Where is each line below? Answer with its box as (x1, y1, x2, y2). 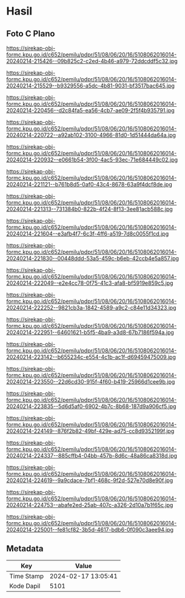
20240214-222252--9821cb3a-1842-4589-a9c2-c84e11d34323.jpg (6, 304, 177, 311)
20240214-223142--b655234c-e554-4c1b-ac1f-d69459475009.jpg (6, 353, 176, 361)
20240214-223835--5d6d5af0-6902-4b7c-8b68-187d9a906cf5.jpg (6, 403, 177, 410)
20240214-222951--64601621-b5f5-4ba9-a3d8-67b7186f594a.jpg (6, 329, 174, 336)
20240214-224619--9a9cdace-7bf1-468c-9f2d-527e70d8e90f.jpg (6, 477, 173, 484)
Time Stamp (9, 572, 44, 580)
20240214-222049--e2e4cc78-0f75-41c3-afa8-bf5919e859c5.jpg (6, 279, 173, 287)
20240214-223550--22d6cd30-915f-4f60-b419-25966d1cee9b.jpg (6, 378, 175, 385)
